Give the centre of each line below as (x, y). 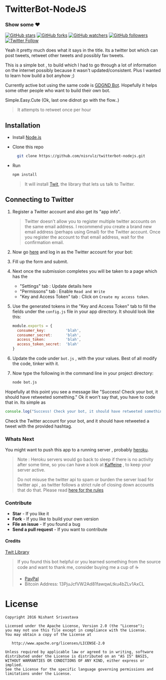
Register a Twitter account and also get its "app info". (66, 211)
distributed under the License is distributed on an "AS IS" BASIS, (77, 656)
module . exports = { (32, 326)
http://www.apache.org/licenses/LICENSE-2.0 (58, 643)
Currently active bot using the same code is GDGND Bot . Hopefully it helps (81, 85)
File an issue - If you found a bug (46, 524)
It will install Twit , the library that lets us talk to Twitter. (80, 184)
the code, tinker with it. (36, 364)
